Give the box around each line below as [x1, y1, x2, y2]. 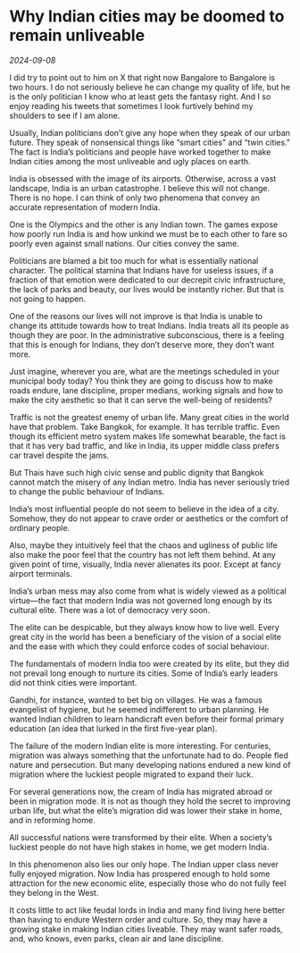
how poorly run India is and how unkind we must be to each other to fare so [9, 228, 287, 239]
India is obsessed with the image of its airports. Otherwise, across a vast [9, 173, 277, 184]
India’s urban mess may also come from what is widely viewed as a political [9, 586, 287, 596]
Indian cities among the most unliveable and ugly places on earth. [9, 156, 252, 166]
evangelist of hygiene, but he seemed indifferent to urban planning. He [9, 704, 270, 714]
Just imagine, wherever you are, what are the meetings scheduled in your [9, 366, 279, 376]
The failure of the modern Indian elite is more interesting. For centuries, [9, 740, 271, 751]
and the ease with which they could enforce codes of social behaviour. [9, 641, 270, 652]
